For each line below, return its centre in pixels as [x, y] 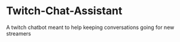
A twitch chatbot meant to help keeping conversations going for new [90, 27]
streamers [19, 33]
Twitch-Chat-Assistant [64, 11]
